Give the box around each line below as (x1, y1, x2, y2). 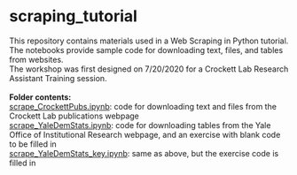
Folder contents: (9, 91, 72, 103)
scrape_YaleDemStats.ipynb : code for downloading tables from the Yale (9, 119, 271, 130)
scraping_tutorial (9, 6, 137, 27)
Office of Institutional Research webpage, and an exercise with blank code (9, 129, 281, 140)
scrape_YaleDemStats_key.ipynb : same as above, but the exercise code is (9, 148, 279, 158)
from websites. (9, 54, 64, 65)
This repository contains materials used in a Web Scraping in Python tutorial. (9, 35, 289, 46)
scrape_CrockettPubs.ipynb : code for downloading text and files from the (9, 101, 277, 111)
